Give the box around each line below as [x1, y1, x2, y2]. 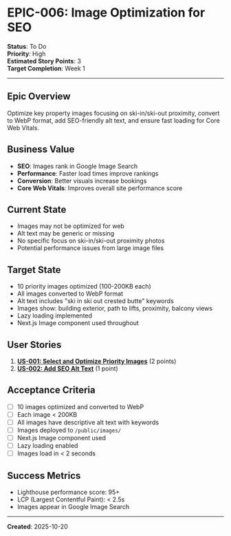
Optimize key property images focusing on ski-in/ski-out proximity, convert [7, 109, 220, 117]
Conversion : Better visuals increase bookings [16, 176, 147, 185]
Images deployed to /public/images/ [16, 426, 122, 434]
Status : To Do [7, 42, 47, 50]
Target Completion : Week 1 [7, 64, 86, 72]
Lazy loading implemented [16, 311, 93, 320]
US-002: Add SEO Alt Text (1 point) [16, 364, 118, 373]
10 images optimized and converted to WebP [16, 402, 144, 411]
